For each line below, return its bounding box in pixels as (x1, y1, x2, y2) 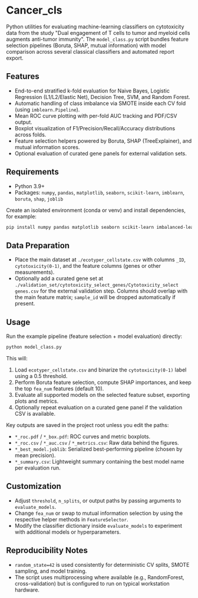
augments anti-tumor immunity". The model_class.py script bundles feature (6, 35, 189, 42)
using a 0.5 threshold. (14, 372, 68, 379)
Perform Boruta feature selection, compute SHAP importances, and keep (14, 379, 192, 386)
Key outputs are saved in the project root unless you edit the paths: (6, 421, 169, 428)
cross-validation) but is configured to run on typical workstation (14, 580, 170, 587)
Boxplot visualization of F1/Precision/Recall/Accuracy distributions (14, 124, 176, 132)
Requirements (6, 167, 59, 177)
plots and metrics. (14, 397, 59, 405)
